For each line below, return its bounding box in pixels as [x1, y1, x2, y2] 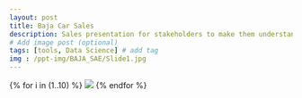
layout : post [9, 12, 58, 22]
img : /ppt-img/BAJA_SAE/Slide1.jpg [9, 54, 147, 63]
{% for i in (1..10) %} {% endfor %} [9, 80, 147, 90]
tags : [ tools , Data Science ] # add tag [9, 46, 159, 55]
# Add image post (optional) [9, 37, 119, 47]
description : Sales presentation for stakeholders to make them [9, 29, 255, 38]
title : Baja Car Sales [9, 21, 94, 30]
